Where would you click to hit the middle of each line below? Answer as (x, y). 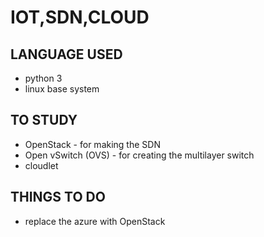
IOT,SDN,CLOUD (80, 17)
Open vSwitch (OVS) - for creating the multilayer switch (139, 155)
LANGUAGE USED (66, 54)
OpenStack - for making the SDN (92, 144)
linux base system (62, 89)
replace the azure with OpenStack (95, 221)
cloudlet (41, 165)
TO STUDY (44, 120)
